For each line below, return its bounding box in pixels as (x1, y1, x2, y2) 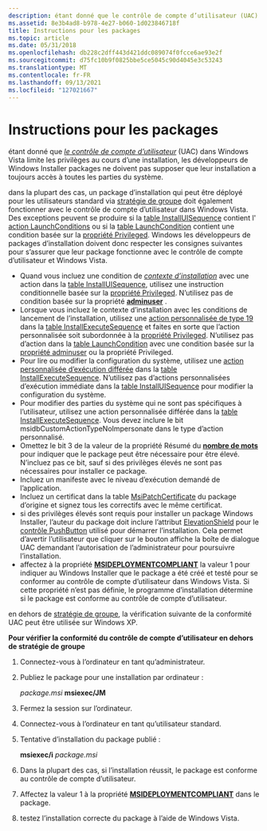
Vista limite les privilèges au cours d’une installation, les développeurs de (8, 155, 249, 165)
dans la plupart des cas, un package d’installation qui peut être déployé (8, 188, 243, 197)
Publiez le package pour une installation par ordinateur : (19, 673, 204, 682)
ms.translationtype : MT (8, 64, 88, 72)
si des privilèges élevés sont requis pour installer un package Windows (19, 509, 253, 519)
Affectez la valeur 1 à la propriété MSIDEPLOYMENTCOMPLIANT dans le (19, 789, 260, 799)
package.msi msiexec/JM (19, 688, 106, 698)
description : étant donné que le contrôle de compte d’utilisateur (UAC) (8, 11, 259, 20)
